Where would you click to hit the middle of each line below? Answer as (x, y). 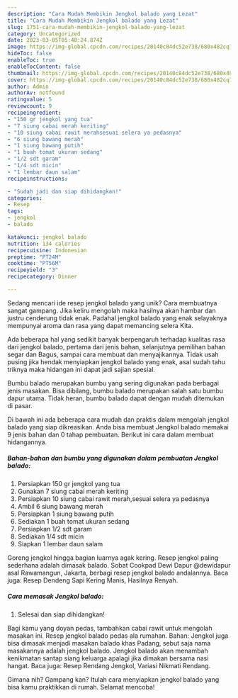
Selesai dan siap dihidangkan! (61, 614)
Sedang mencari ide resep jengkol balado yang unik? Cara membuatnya (112, 303)
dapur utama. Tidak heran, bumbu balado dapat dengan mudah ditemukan (116, 398)
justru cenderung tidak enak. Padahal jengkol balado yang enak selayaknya (117, 318)
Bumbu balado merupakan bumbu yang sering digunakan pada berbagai (113, 383)
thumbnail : (23, 73)
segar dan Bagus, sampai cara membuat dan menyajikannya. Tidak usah (113, 354)
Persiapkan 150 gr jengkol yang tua (69, 483)
